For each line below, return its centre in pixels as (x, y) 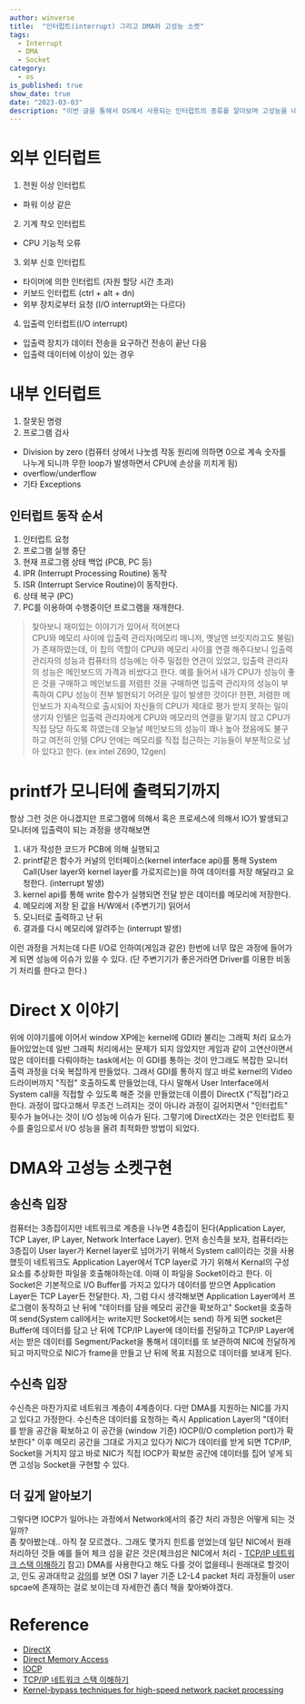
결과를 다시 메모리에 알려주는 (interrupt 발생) (102, 928)
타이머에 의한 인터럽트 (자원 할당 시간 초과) (98, 281)
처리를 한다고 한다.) (53, 970)
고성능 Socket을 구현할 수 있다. (74, 1464)
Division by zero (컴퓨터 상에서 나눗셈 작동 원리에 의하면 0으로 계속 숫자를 (154, 452)
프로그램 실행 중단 (54, 550)
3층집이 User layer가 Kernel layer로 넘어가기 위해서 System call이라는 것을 (144, 1250)
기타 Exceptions (52, 484)
